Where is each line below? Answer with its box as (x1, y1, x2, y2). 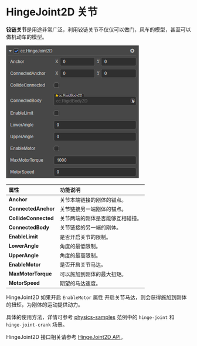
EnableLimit (8, 233, 38, 240)
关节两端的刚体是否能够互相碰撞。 (59, 215, 142, 222)
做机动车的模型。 (6, 33, 47, 40)
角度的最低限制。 (59, 242, 101, 249)
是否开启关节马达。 (59, 261, 107, 268)
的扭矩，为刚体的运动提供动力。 (6, 301, 83, 308)
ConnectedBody (8, 224, 50, 231)
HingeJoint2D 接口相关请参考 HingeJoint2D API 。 (6, 334, 126, 341)
